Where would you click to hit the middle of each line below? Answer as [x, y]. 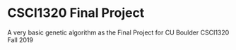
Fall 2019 [20, 39]
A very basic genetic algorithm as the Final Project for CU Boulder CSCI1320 [118, 32]
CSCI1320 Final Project [76, 13]
